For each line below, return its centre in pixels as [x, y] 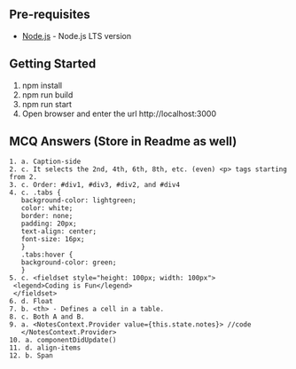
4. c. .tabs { [35, 193]
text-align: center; [59, 232]
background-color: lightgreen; [79, 200]
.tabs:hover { [47, 255]
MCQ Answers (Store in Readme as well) [123, 141]
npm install [42, 85]
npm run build [47, 94]
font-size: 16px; [53, 239]
